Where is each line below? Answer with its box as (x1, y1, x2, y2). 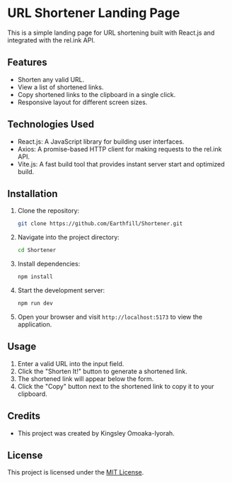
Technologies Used (7, 118, 94, 130)
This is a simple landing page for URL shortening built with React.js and (7, 28, 215, 37)
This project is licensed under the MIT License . (7, 468, 144, 477)
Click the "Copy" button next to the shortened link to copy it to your (17, 382, 214, 390)
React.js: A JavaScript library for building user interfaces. (17, 137, 185, 146)
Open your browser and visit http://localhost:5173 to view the (17, 312, 203, 321)
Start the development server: (17, 286, 105, 295)
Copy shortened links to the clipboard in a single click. (17, 90, 176, 98)
